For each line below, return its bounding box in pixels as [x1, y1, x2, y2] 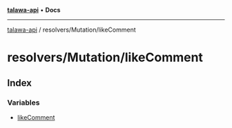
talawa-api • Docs [7, 6, 61, 14]
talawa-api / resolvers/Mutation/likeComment [7, 25, 136, 34]
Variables [7, 98, 40, 107]
